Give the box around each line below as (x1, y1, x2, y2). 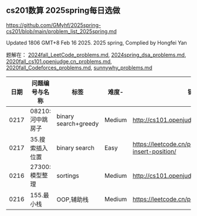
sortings (56, 171, 79, 180)
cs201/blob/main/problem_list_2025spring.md (6, 28, 117, 35)
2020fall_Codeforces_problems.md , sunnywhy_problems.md (6, 64, 152, 71)
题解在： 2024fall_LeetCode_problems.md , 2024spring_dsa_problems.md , (6, 51, 186, 58)
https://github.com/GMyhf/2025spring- (6, 21, 101, 28)
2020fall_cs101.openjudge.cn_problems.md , (6, 58, 113, 65)
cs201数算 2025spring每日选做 (6, 5, 120, 16)
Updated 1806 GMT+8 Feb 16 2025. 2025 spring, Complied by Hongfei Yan (6, 39, 188, 46)
